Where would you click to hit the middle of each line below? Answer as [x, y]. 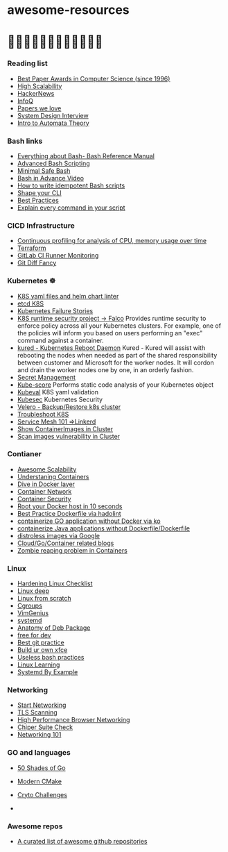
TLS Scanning [37, 712]
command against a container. [60, 340]
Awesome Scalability [47, 469]
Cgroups [30, 605]
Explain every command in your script [71, 208]
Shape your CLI [39, 192]
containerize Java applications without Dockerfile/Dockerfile [104, 528]
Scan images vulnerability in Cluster [68, 436]
